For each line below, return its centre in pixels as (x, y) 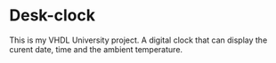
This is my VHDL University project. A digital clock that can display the (138, 40)
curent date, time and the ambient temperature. (96, 49)
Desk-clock (53, 16)
